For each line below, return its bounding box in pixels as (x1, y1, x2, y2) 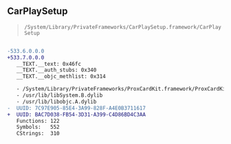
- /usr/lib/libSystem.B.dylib (16, 92, 103, 99)
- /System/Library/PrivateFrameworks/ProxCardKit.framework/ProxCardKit (16, 86, 229, 93)
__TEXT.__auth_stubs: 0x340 (16, 67, 97, 74)
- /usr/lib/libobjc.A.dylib (16, 98, 97, 105)
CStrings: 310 (16, 130, 60, 137)
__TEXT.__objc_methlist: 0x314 (16, 73, 107, 80)
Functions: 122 (16, 117, 60, 124)
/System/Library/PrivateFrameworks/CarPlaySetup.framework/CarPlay (23, 23, 221, 30)
